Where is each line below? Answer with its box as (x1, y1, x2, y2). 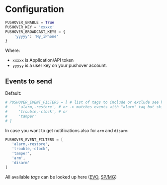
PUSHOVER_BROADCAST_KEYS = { (5, 29, 66, 34)
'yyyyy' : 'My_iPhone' (14, 34, 59, 39)
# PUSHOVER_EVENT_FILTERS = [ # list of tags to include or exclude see (5, 100, 159, 105)
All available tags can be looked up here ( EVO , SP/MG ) (5, 174, 117, 180)
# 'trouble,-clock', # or (5, 109, 68, 114)
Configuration (5, 3, 65, 15)
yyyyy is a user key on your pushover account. (12, 62, 107, 68)
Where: (5, 47, 20, 53)
